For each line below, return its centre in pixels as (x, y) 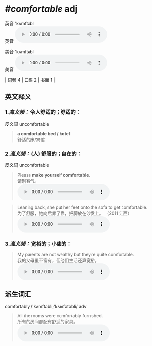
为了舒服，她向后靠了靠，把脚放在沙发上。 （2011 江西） (75, 213)
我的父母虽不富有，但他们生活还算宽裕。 (58, 261)
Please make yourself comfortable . (53, 175)
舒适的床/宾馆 (31, 139)
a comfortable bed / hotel (44, 133)
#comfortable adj (41, 9)
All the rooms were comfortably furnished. (60, 316)
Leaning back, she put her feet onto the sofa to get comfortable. (82, 207)
